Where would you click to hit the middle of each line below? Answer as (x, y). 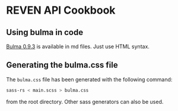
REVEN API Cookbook (61, 10)
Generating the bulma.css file (62, 65)
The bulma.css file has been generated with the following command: (89, 79)
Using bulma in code (45, 32)
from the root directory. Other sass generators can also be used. (85, 102)
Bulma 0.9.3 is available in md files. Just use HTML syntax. (78, 46)
